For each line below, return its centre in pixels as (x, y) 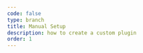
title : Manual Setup (37, 26)
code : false (24, 13)
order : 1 (20, 39)
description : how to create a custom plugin (72, 33)
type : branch (26, 20)
